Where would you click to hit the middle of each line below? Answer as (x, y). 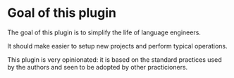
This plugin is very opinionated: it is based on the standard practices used (115, 59)
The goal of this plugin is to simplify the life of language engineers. (104, 32)
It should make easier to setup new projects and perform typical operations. (117, 46)
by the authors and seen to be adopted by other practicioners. (98, 67)
